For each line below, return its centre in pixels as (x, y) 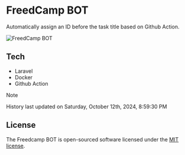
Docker (24, 77)
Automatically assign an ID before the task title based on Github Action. (93, 27)
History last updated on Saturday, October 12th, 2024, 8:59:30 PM (87, 106)
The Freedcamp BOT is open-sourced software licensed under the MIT (92, 139)
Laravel (24, 71)
